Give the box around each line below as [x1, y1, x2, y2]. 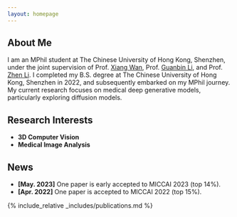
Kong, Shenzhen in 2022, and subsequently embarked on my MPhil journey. [7, 78, 231, 87]
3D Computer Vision [17, 133, 80, 142]
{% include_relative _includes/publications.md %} [7, 201, 153, 210]
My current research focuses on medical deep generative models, [7, 86, 201, 95]
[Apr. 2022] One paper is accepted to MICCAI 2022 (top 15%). [17, 188, 202, 196]
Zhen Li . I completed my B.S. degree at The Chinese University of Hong [7, 70, 217, 79]
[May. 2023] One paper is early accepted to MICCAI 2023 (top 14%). [17, 180, 221, 189]
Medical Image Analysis [17, 140, 90, 149]
